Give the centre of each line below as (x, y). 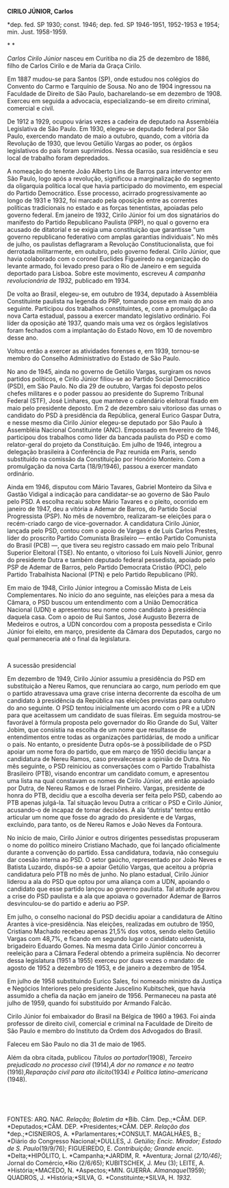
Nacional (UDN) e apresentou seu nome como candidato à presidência (107, 609)
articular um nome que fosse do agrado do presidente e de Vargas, (102, 817)
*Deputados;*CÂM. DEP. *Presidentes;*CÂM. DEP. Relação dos (98, 1127)
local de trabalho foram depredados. (58, 158)
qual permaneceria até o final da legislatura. (69, 639)
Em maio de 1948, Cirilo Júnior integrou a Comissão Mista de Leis (99, 588)
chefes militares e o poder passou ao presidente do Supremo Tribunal (105, 393)
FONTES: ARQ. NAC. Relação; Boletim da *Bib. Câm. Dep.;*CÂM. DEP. (107, 1119)
